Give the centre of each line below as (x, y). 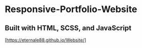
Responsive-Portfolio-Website (71, 9)
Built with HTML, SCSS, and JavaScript (68, 28)
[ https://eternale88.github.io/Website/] (46, 40)
